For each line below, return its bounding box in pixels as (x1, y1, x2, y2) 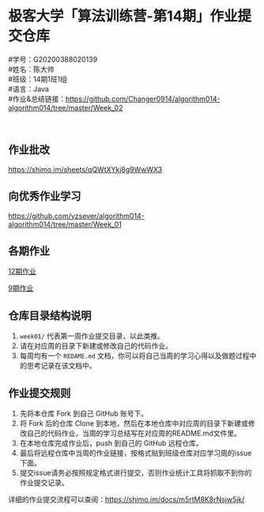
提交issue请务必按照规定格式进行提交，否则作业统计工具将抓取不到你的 (19, 468, 252, 477)
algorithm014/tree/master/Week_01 (8, 219, 123, 229)
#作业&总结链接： (8, 94, 66, 104)
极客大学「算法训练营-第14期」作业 (8, 7, 239, 25)
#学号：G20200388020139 (8, 55, 98, 64)
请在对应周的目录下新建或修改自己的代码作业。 (19, 341, 172, 351)
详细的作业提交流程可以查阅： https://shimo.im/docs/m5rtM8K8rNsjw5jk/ (8, 495, 245, 504)
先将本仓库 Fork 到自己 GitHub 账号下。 (19, 408, 149, 418)
